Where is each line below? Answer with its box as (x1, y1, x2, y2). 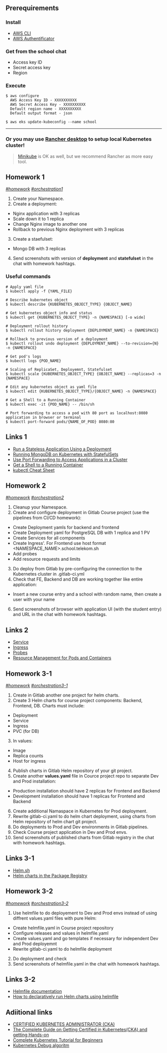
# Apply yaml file (5, 284, 44, 289)
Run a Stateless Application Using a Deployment (12, 446, 111, 452)
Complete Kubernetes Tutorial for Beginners (12, 1037, 103, 1043)
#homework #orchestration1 (5, 186, 63, 192)
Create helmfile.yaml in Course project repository (12, 925, 113, 931)
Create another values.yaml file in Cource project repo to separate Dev (12, 773, 159, 779)
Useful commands (5, 273, 51, 280)
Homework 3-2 (5, 887, 54, 895)
